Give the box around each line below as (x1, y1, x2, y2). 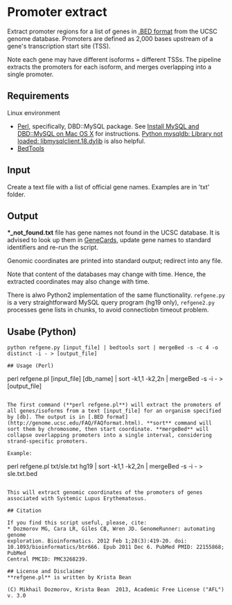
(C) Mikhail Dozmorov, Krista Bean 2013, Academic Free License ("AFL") (7, 586, 225, 593)
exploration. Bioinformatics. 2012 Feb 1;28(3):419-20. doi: (7, 538, 188, 545)
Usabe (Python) (7, 325, 77, 337)
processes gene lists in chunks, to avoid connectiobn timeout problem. (7, 306, 209, 314)
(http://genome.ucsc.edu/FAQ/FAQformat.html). (7, 420, 144, 427)
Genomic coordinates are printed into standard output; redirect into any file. (7, 257, 223, 265)
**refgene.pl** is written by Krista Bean (7, 574, 132, 581)
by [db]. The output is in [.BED (7, 414, 104, 420)
